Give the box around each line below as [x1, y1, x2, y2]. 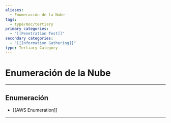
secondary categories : [5, 36, 53, 41]
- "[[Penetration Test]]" [10, 31, 65, 36]
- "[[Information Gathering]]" [10, 41, 76, 46]
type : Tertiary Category [5, 45, 58, 50]
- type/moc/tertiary [10, 21, 53, 27]
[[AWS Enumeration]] [12, 107, 58, 113]
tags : [5, 17, 17, 22]
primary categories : [5, 26, 49, 32]
